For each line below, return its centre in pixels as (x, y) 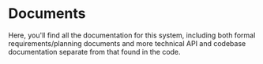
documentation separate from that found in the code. (94, 52)
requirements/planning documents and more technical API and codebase (127, 43)
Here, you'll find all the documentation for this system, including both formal (132, 35)
